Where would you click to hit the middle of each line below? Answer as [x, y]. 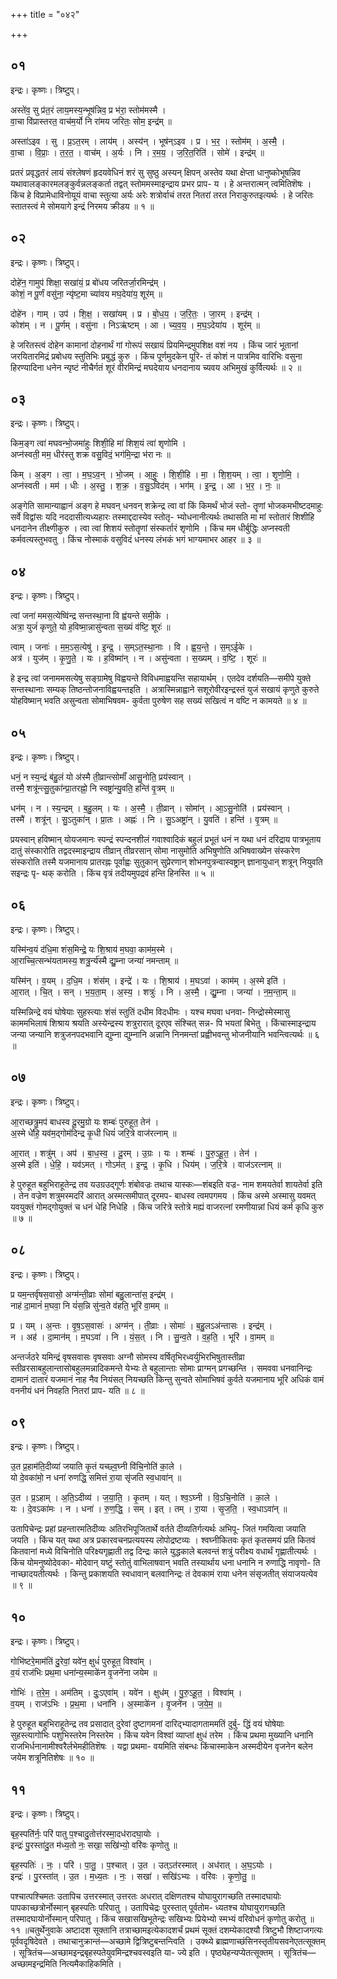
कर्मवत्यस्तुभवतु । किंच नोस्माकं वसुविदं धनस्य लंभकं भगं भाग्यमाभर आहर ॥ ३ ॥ [136, 540]
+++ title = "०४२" [45, 14]
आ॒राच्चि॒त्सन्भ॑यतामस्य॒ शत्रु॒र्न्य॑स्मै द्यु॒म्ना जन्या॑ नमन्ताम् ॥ [94, 960]
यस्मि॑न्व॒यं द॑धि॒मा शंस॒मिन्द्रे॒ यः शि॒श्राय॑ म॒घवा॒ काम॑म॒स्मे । [92, 949]
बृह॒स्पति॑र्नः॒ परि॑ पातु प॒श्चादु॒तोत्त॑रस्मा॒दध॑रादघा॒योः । [85, 1833]
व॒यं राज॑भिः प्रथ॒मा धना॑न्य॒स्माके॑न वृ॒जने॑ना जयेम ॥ [84, 1673]
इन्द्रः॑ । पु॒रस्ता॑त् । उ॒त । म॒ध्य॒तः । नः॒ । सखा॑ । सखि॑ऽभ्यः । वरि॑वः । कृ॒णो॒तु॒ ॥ [133, 1876]
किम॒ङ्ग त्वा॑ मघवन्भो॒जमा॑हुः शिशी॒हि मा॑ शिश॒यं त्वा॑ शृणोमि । [98, 443]
